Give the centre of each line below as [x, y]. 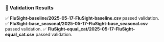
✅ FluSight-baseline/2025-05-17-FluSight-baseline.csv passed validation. [82, 18]
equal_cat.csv [20, 35]
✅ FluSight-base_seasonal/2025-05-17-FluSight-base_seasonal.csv [77, 24]
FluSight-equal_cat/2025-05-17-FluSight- [92, 29]
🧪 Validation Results [29, 8]
